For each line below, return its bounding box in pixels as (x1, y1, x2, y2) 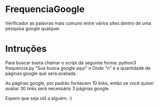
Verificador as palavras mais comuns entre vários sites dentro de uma (5, 20, 151, 26)
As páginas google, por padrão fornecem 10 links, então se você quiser (5, 80, 154, 86)
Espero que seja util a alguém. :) (5, 95, 72, 101)
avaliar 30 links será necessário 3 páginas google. (5, 85, 110, 91)
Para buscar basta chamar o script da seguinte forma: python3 (5, 59, 137, 66)
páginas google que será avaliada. (5, 70, 77, 76)
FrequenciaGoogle (5, 4, 85, 15)
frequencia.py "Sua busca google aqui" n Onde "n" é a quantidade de (5, 65, 151, 71)
